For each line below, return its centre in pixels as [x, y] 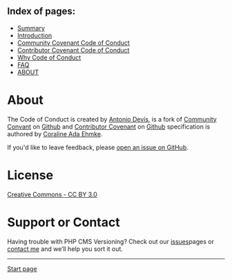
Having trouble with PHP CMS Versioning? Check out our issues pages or [110, 241]
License [30, 175]
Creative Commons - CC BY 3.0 [52, 194]
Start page [22, 268]
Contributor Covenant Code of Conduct [73, 50]
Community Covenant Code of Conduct [73, 43]
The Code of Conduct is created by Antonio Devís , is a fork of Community [112, 119]
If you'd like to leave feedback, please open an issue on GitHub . [98, 147]
